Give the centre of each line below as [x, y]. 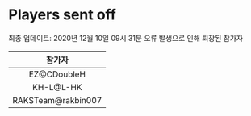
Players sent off [63, 15]
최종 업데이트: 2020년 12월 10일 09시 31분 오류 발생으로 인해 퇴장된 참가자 [126, 38]
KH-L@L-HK [57, 87]
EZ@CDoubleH [57, 74]
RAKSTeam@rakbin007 [57, 100]
